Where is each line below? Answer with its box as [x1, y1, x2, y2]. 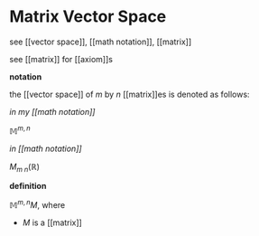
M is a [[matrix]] [22, 217, 83, 228]
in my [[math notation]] [9, 106, 96, 117]
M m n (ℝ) [9, 161, 41, 174]
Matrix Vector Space [9, 6, 167, 27]
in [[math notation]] [9, 143, 83, 154]
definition [9, 181, 47, 192]
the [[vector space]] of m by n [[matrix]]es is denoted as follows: [9, 89, 250, 99]
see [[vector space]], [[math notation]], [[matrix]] [9, 36, 192, 47]
